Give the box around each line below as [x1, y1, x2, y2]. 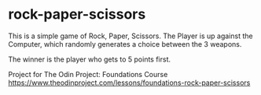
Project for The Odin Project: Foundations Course [8, 69, 168, 79]
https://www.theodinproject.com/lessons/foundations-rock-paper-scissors [8, 78, 251, 87]
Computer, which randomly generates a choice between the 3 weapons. [8, 39, 242, 48]
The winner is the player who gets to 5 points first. [8, 55, 171, 64]
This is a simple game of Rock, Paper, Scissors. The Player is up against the [8, 31, 253, 40]
